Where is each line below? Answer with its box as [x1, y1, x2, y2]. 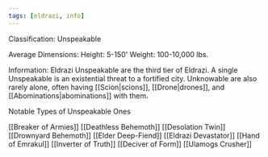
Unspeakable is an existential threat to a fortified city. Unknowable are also [8, 73, 258, 83]
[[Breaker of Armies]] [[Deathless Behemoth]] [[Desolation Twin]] [8, 122, 226, 131]
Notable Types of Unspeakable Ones [8, 106, 132, 116]
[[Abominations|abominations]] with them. [8, 90, 149, 101]
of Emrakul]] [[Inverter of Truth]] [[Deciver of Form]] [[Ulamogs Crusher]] [8, 138, 253, 149]
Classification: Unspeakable [8, 34, 102, 43]
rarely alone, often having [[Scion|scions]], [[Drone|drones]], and [8, 82, 225, 92]
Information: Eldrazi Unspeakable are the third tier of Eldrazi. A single [8, 65, 238, 75]
